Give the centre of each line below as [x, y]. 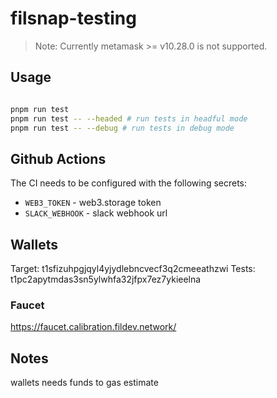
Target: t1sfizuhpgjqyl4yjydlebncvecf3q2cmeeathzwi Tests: [133, 268]
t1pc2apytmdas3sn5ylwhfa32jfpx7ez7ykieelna [106, 279]
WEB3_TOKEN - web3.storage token [93, 203]
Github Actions [58, 158]
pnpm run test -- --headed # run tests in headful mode [129, 118]
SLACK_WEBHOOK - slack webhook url [96, 213]
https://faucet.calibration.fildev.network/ [93, 327]
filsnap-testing [73, 18]
